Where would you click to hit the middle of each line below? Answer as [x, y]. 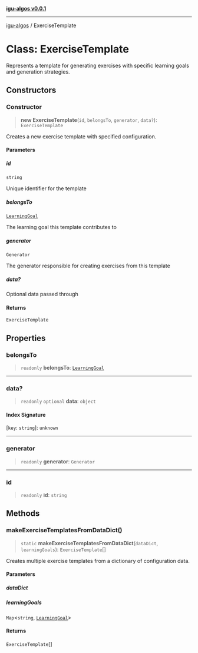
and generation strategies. [38, 72]
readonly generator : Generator [58, 461]
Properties [26, 338]
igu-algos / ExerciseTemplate [41, 25]
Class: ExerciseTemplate [68, 49]
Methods [23, 514]
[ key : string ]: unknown [32, 428]
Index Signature [26, 415]
